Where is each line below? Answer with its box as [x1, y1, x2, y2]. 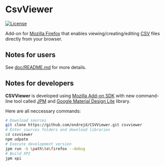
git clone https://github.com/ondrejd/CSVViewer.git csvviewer [5, 123, 143, 128]
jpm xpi [5, 156, 22, 161]
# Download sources [5, 117, 47, 123]
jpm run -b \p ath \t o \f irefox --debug [5, 146, 86, 151]
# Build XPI [5, 151, 31, 156]
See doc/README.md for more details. [5, 64, 87, 70]
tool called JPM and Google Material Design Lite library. [14, 98, 131, 104]
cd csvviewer [5, 132, 33, 137]
